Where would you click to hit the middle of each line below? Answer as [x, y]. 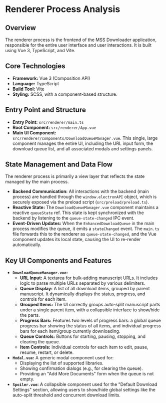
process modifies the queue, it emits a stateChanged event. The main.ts [86, 229]
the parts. [30, 315]
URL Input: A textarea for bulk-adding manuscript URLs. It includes [89, 278]
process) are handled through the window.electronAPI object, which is [84, 197]
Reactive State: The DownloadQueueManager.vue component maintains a [85, 208]
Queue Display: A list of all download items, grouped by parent [85, 289]
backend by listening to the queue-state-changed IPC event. [73, 218]
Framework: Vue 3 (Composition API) [51, 78]
